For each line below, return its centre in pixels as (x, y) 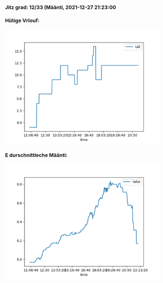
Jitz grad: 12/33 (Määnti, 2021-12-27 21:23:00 (61, 7)
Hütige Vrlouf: (22, 20)
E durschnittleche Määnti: (36, 155)
